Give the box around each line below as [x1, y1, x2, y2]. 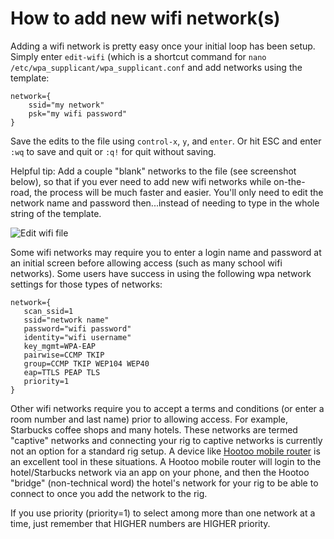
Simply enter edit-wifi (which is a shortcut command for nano [10, 50, 267, 62]
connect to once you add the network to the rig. [10, 487, 208, 499]
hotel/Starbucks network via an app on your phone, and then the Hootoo [10, 466, 310, 478]
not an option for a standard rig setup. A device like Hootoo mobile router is [10, 445, 321, 457]
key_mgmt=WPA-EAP [23, 341, 97, 351]
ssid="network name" [23, 315, 110, 325]
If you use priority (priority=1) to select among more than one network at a [10, 507, 316, 519]
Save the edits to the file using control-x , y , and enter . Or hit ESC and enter [10, 135, 322, 147]
